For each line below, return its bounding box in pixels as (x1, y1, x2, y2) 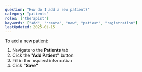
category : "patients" (5, 12, 49, 16)
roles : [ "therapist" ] (5, 16, 49, 21)
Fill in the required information (12, 58, 72, 63)
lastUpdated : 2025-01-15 (5, 25, 55, 30)
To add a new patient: (5, 38, 48, 44)
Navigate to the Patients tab (12, 48, 69, 53)
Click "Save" (12, 63, 39, 69)
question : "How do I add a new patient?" (5, 7, 90, 12)
